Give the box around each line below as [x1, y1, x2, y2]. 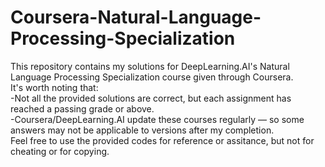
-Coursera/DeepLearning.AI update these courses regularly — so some [10, 113, 305, 125]
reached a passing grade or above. [10, 102, 155, 115]
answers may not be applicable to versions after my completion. [10, 124, 275, 136]
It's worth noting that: [10, 81, 99, 93]
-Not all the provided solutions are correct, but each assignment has [10, 92, 292, 104]
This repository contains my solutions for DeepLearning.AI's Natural [10, 60, 290, 72]
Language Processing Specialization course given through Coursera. [10, 71, 294, 83]
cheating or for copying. [10, 145, 110, 157]
